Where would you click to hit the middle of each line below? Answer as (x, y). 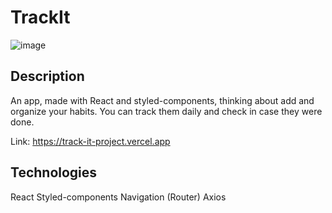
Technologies (54, 172)
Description (47, 76)
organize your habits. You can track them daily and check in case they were (166, 111)
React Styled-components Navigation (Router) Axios (118, 197)
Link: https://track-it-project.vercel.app (90, 141)
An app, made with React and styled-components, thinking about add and (162, 100)
